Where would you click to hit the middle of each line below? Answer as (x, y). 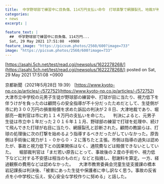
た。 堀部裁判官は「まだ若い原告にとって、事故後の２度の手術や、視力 (78, 152)
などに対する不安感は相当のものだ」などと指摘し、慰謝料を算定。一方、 (82, 158)
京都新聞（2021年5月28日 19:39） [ (41, 85)
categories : (17, 14)
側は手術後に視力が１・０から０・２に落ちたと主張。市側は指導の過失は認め (82, 140)
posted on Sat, (141, 69)
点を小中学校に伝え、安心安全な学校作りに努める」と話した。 (67, 176)
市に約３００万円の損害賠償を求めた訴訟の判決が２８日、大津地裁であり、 (80, 109)
